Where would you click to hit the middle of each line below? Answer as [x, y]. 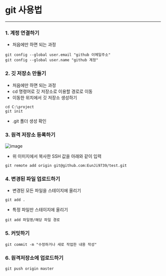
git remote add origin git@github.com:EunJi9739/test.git [66, 165]
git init [14, 111]
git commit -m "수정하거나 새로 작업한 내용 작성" [51, 245]
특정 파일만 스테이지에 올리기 [40, 210]
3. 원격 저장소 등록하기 [30, 135]
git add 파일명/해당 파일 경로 [33, 220]
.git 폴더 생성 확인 [29, 121]
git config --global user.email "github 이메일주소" [58, 55]
